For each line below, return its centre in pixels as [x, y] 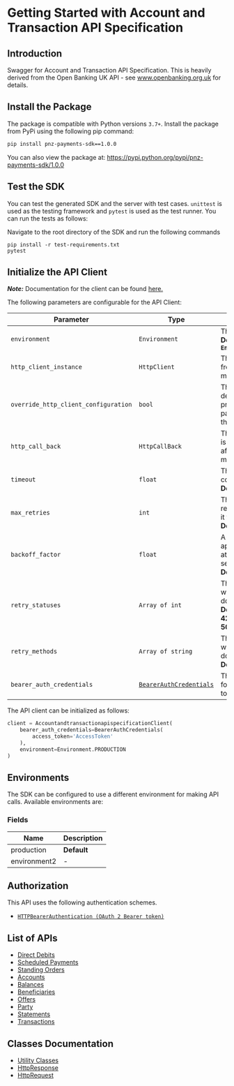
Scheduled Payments [48, 962]
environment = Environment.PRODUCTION [73, 749]
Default [76, 849]
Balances [30, 985]
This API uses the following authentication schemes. [82, 902]
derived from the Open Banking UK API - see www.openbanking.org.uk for [114, 77]
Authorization [38, 886]
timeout [23, 480]
